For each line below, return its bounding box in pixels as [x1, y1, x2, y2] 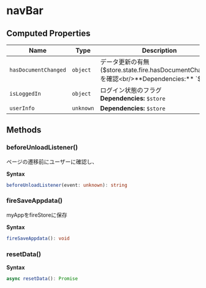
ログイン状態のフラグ [100, 86, 162, 94]
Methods [6, 125, 42, 135]
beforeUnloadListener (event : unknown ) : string [6, 182, 128, 188]
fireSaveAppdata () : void [6, 235, 70, 241]
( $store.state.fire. [100, 66, 150, 74]
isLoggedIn [9, 90, 41, 97]
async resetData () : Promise [6, 276, 78, 282]
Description [142, 47, 177, 55]
